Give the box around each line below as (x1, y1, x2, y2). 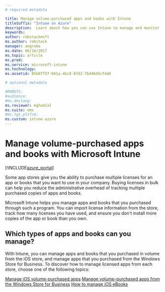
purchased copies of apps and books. (5, 190, 82, 196)
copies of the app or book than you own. (5, 215, 88, 221)
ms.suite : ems (5, 107, 34, 113)
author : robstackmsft (5, 35, 50, 40)
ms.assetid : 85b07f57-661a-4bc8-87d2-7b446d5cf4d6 (5, 71, 111, 77)
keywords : (5, 30, 26, 35)
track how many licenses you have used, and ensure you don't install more (5, 210, 157, 216)
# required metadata (5, 7, 48, 12)
